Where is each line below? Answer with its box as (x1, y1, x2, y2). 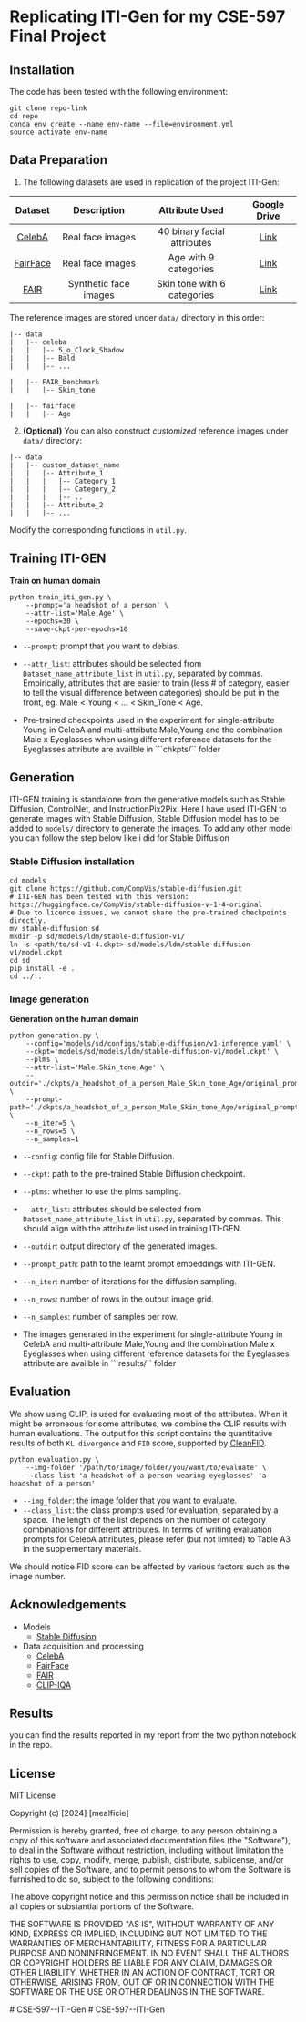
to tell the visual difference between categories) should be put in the (22, 687, 280, 698)
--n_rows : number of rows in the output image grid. (22, 1293, 214, 1304)
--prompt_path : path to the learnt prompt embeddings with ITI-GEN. (22, 1259, 276, 1270)
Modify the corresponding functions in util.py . (9, 524, 187, 535)
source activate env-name (9, 128, 107, 137)
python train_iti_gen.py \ (9, 592, 112, 602)
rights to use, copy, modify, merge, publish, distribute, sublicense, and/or (9, 1854, 284, 1865)
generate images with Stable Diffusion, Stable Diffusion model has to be (9, 813, 280, 824)
